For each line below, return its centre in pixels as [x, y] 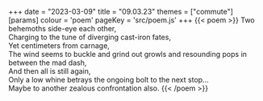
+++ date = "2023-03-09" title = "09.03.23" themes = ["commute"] [121, 12]
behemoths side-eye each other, [63, 28]
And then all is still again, [50, 71]
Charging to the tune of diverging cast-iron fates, [90, 37]
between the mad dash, [48, 63]
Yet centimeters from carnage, [59, 46]
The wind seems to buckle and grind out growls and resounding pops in [128, 54]
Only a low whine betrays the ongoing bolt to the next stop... [109, 80]
